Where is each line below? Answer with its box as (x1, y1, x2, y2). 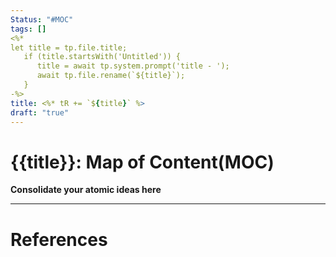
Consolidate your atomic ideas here (10, 184, 162, 196)
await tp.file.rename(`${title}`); (36, 71, 186, 81)
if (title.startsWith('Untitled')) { (23, 52, 182, 62)
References (10, 228, 108, 251)
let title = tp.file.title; (10, 42, 128, 53)
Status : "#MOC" (10, 14, 74, 25)
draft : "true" (10, 107, 70, 118)
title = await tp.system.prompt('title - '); (36, 61, 230, 71)
